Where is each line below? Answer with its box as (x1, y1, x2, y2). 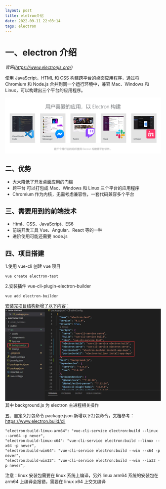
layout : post (5, 8, 32, 13)
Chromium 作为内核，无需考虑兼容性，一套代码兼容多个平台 (12, 191, 134, 197)
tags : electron (5, 24, 37, 29)
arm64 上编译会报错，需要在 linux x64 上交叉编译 (5, 479, 106, 485)
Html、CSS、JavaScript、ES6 (12, 221, 74, 227)
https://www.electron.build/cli (5, 418, 66, 424)
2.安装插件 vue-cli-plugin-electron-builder (5, 283, 91, 289)
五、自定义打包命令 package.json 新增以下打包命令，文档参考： (5, 413, 135, 418)
